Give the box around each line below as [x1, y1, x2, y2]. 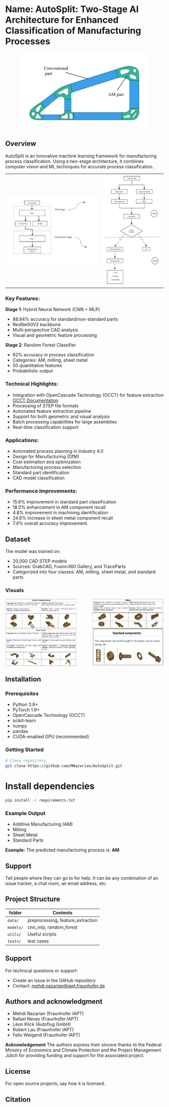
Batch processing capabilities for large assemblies [12, 418, 117, 424]
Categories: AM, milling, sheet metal [12, 357, 88, 363]
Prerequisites [5, 690, 39, 697]
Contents [52, 910, 73, 916]
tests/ [7, 939, 21, 944]
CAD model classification [12, 475, 65, 481]
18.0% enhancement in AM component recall [12, 504, 106, 510]
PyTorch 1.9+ [12, 707, 40, 713]
